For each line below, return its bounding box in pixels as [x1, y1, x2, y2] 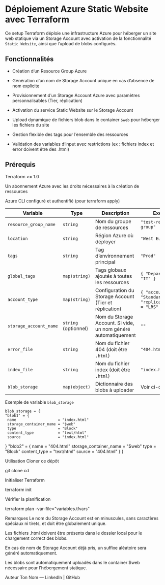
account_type [7, 296, 38, 302]
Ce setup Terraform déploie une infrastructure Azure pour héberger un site [5, 30, 157, 36]
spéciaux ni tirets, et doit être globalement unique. [5, 520, 107, 526]
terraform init [5, 487, 32, 492]
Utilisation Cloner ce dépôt [5, 458, 59, 464]
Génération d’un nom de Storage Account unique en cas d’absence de [12, 77, 155, 83]
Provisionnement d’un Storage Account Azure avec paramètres [12, 92, 140, 98]
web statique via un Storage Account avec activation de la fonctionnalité [5, 35, 151, 41]
